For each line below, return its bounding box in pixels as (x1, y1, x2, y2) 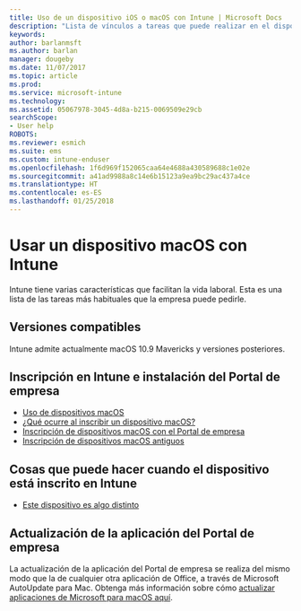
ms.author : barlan (9, 47, 78, 56)
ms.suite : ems (9, 146, 63, 155)
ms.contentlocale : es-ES (9, 188, 102, 197)
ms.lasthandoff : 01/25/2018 (9, 196, 115, 206)
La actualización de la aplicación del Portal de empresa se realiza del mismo (9, 563, 291, 574)
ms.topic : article (9, 72, 78, 81)
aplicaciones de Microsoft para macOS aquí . (9, 592, 173, 603)
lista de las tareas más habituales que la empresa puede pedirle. (9, 293, 247, 304)
